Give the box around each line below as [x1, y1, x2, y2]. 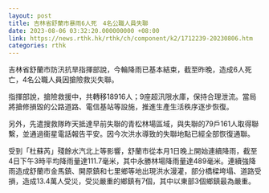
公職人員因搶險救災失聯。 [34, 75, 119, 84]
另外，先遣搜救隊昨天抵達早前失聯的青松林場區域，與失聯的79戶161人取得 [8, 119, 252, 129]
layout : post [8, 11, 52, 20]
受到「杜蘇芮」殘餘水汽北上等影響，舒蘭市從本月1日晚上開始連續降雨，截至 [8, 146, 258, 156]
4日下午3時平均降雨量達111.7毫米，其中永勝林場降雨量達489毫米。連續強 [8, 156, 249, 166]
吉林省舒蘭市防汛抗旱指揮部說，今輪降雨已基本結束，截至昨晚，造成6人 [8, 65, 245, 75]
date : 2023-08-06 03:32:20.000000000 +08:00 [8, 27, 160, 35]
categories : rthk [8, 42, 67, 50]
